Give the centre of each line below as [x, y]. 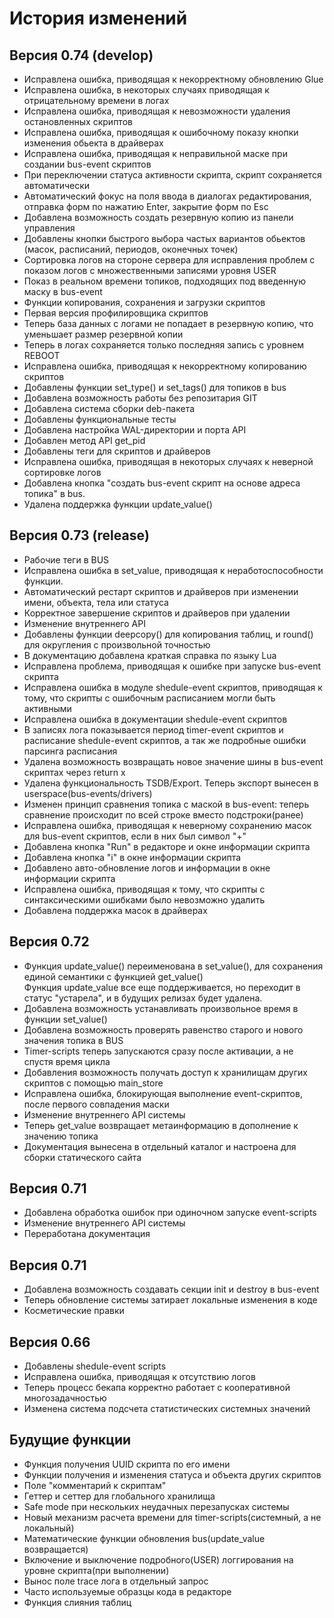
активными [47, 708]
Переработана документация [87, 1234]
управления [49, 228]
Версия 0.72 [49, 942]
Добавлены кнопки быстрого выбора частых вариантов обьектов [164, 238]
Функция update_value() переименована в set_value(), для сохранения [173, 966]
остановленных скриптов [78, 121]
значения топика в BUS [73, 1040]
